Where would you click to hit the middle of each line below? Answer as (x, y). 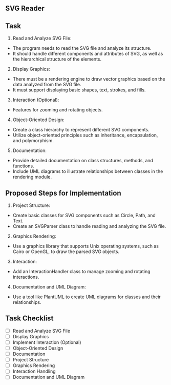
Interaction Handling (34, 371)
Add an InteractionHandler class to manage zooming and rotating (81, 272)
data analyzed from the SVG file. (47, 85)
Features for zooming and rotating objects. (58, 110)
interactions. (26, 277)
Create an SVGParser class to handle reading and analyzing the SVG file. (89, 226)
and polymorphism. (33, 141)
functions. (23, 166)
